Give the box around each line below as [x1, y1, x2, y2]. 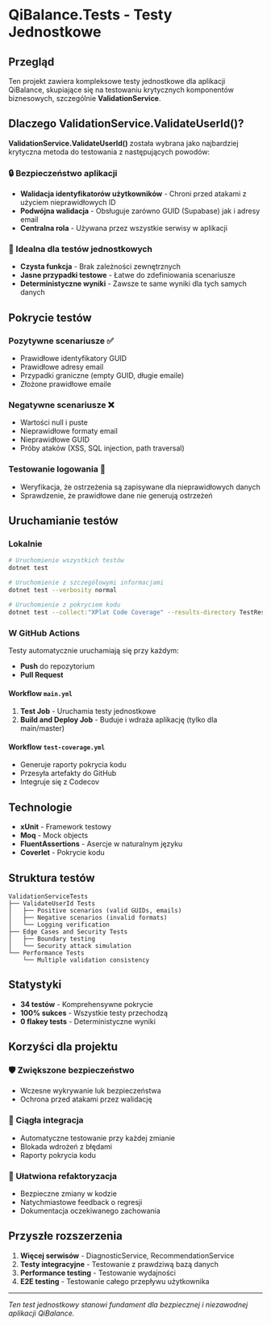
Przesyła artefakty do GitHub [19, 769, 117, 778]
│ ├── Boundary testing [8, 934, 95, 942]
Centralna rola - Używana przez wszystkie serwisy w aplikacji [19, 224, 228, 233]
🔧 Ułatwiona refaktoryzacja [8, 1170, 118, 1181]
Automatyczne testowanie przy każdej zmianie [19, 1133, 176, 1143]
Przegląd [8, 55, 55, 69]
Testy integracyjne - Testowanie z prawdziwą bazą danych [19, 1259, 219, 1269]
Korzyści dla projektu [8, 1040, 119, 1054]
